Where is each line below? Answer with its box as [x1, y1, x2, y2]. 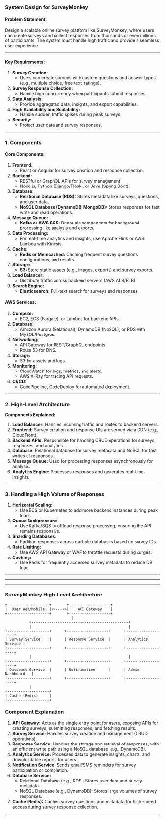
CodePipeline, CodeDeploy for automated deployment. [19, 384, 131, 390]
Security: [12, 117, 32, 123]
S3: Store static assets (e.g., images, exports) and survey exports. [19, 267, 154, 273]
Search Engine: [12, 283, 44, 289]
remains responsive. [19, 528, 61, 534]
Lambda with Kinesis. [19, 241, 63, 247]
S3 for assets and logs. [19, 357, 66, 364]
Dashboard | [5, 671, 34, 676]
